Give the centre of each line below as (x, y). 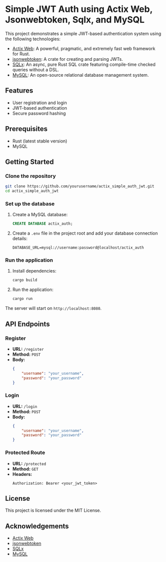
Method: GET (25, 469)
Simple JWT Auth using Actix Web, (79, 9)
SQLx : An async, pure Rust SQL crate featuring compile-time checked (84, 64)
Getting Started (30, 162)
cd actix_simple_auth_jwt (32, 191)
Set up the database (30, 204)
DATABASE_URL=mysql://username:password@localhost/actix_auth (78, 248)
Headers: (22, 474)
